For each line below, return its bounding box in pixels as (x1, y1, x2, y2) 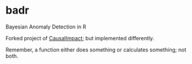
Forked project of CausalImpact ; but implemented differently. (5, 34, 155, 41)
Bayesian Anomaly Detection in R (5, 23, 87, 30)
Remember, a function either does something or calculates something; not (5, 46, 187, 53)
